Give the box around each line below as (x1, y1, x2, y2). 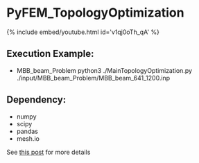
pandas (16, 127, 39, 135)
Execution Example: (6, 48, 94, 60)
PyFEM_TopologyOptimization (6, 5, 184, 21)
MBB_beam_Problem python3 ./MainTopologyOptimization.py (16, 66, 192, 74)
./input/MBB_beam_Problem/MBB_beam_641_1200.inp (16, 74, 171, 82)
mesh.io (16, 134, 40, 143)
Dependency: (6, 94, 67, 105)
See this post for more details (6, 148, 91, 156)
